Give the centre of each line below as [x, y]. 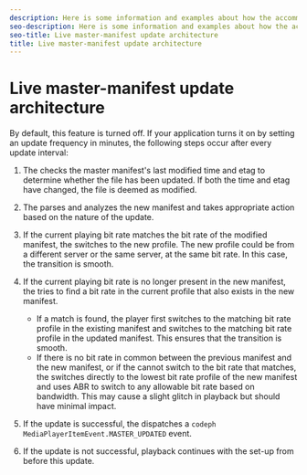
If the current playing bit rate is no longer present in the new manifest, [154, 282]
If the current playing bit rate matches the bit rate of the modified [145, 235]
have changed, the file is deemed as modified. [110, 190]
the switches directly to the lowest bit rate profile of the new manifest [167, 377]
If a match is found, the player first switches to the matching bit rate [164, 319]
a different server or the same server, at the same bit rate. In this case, [155, 254]
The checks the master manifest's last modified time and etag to [144, 171]
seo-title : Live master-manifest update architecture [114, 35]
